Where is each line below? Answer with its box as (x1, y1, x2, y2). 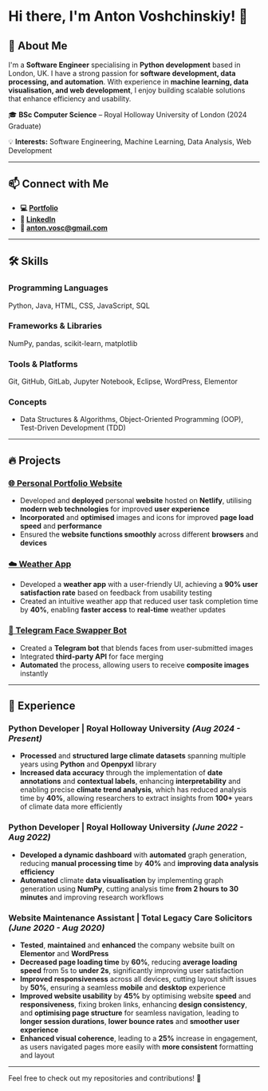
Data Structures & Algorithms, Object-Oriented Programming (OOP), (19, 415, 243, 424)
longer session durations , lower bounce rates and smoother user (19, 1016, 240, 1026)
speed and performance (19, 522, 102, 531)
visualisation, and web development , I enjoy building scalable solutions (8, 85, 246, 95)
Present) (8, 733, 42, 744)
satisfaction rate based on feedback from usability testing (19, 588, 213, 597)
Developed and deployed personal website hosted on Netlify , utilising (19, 496, 252, 506)
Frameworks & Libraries (8, 321, 102, 332)
